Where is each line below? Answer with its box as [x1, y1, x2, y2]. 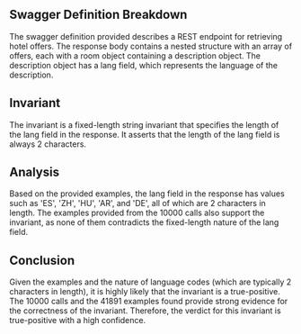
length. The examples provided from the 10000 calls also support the [9, 207, 265, 219]
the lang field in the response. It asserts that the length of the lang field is [9, 129, 280, 140]
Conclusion [9, 252, 75, 268]
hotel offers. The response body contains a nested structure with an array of [9, 41, 293, 51]
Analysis [9, 165, 60, 180]
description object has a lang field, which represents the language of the [9, 59, 279, 70]
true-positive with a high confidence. [9, 315, 146, 326]
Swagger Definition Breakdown [9, 7, 188, 23]
